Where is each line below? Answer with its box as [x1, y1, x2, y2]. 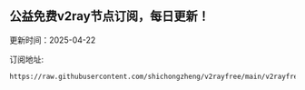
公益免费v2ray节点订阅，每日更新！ [9, 8, 211, 25]
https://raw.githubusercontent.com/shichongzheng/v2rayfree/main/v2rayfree [9, 72, 302, 81]
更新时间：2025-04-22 [9, 35, 96, 45]
